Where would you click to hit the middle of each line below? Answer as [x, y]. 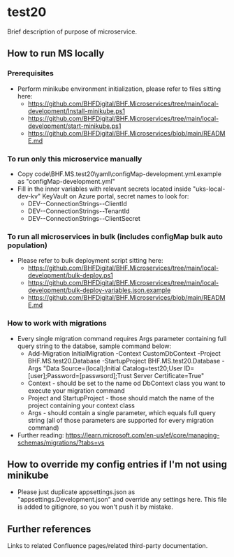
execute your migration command [76, 390]
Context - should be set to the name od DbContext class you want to [126, 383]
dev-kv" [29, 196]
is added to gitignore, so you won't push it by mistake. [95, 507]
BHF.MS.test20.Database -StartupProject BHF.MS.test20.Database [124, 361]
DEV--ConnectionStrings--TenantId [79, 211]
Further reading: [41, 435]
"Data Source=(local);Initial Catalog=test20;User [113, 368]
